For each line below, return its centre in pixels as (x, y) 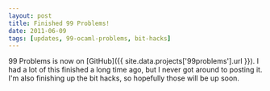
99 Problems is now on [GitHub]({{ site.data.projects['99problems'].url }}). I (134, 61)
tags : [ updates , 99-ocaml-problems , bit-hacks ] (90, 38)
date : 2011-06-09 (37, 31)
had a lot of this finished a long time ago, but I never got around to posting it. (135, 70)
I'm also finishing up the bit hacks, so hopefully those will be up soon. (124, 78)
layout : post (30, 16)
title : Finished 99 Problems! (59, 23)
